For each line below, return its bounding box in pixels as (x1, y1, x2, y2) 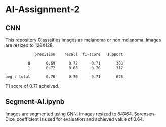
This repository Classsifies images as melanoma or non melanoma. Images (5, 37, 161, 43)
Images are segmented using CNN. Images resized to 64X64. (5, 111, 133, 117)
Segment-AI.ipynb (5, 97, 65, 106)
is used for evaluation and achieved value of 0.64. (40, 116, 144, 122)
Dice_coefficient (5, 116, 39, 122)
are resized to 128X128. (5, 42, 54, 48)
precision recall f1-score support (34, 52, 123, 57)
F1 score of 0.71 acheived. (5, 83, 60, 89)
